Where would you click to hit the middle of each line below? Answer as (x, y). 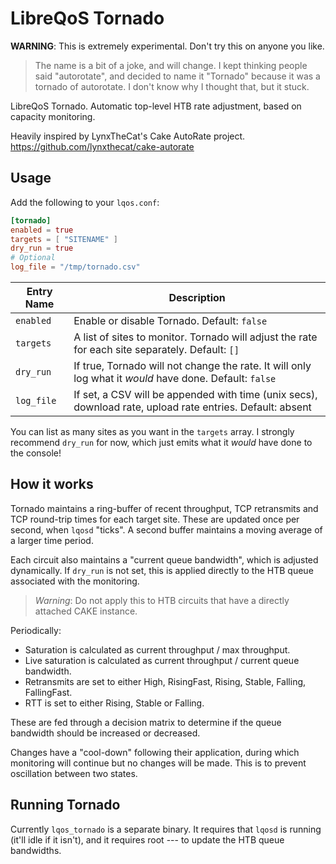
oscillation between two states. (74, 773)
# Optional (33, 258)
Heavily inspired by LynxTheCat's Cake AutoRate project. (128, 136)
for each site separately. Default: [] (156, 349)
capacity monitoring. (53, 116)
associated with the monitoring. (75, 581)
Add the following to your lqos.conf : (85, 202)
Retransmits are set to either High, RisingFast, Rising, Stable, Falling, (165, 681)
